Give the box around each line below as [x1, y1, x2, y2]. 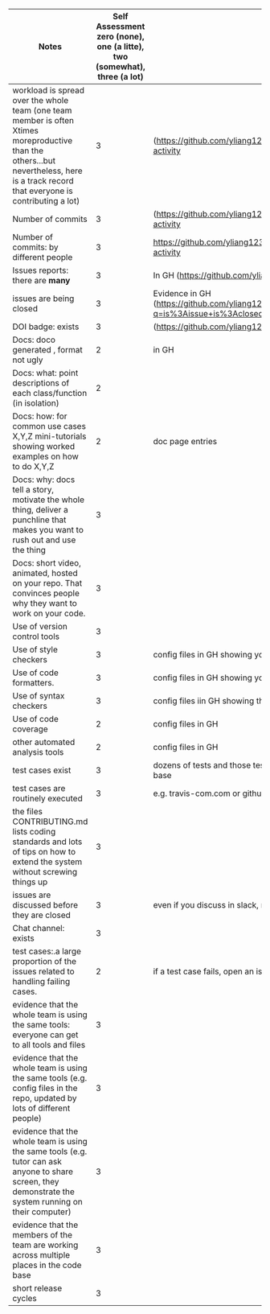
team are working [12, 1239, 79, 1250]
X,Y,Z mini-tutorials [12, 430, 87, 442]
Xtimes [12, 125, 39, 136]
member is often [12, 115, 75, 126]
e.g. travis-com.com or [153, 788, 241, 799]
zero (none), [96, 31, 145, 42]
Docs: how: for [12, 410, 67, 422]
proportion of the [12, 956, 77, 966]
